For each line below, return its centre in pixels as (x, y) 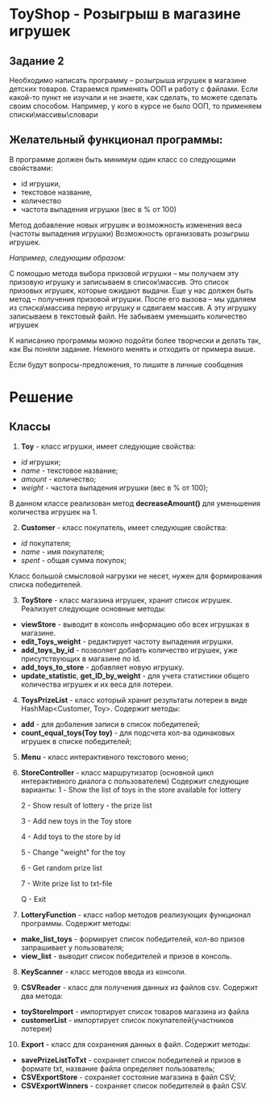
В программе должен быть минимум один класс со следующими (123, 159)
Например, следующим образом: (67, 257)
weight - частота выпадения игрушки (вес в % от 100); (114, 487)
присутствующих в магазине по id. (81, 658)
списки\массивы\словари (54, 115)
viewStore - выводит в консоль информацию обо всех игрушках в (135, 624)
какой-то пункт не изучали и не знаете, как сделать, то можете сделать (133, 97)
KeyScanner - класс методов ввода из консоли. (104, 971)
